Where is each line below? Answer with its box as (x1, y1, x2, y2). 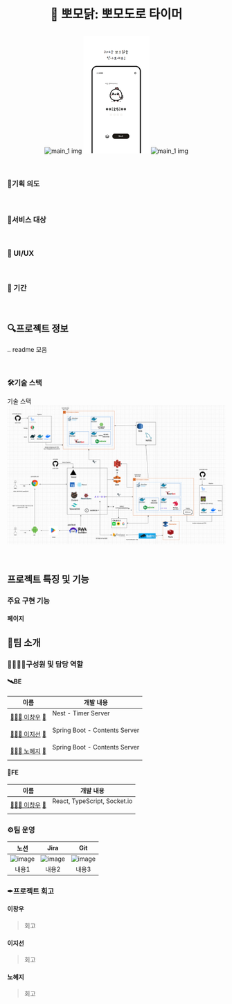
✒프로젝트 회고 (7, 886, 54, 896)
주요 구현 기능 (7, 596, 51, 606)
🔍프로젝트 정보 (7, 323, 69, 334)
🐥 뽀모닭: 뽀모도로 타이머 (50, 6, 183, 22)
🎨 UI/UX (7, 248, 35, 258)
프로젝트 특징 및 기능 (7, 573, 89, 585)
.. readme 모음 (7, 346, 47, 354)
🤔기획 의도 (7, 179, 40, 188)
